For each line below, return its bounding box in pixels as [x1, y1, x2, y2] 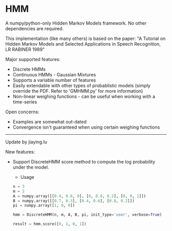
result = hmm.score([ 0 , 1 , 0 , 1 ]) [12, 221, 87, 227]
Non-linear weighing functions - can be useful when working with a [12, 93, 155, 99]
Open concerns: [5, 109, 39, 115]
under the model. [12, 164, 50, 170]
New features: [5, 149, 35, 155]
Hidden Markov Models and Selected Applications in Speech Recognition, [5, 40, 161, 47]
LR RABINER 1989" [5, 46, 45, 52]
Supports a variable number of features [12, 77, 96, 83]
